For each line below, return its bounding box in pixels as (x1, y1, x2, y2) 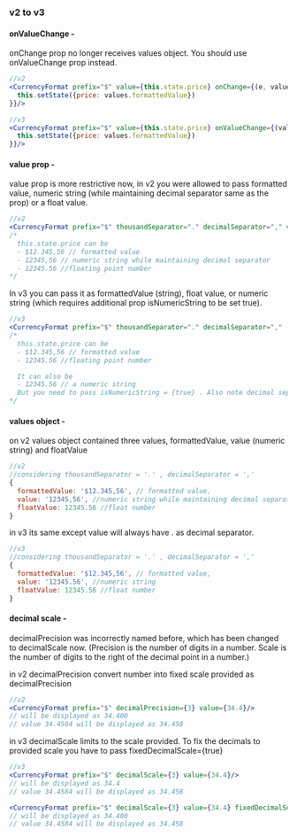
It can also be (17, 372, 73, 381)
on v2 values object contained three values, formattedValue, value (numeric (9, 436, 286, 446)
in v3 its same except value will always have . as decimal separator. (9, 527, 255, 538)
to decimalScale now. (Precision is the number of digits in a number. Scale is (9, 642, 287, 653)
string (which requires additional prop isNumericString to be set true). (9, 298, 263, 308)
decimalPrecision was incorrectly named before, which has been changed (9, 632, 279, 643)
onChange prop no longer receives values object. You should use (9, 48, 247, 58)
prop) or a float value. (9, 198, 88, 208)
